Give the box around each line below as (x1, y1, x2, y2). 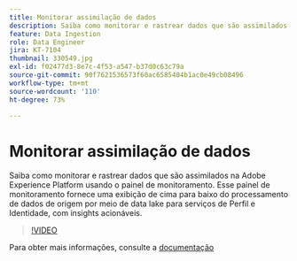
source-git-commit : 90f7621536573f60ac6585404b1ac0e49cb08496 (9, 71, 244, 80)
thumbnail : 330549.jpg (9, 54, 93, 63)
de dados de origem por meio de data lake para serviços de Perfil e (9, 198, 255, 209)
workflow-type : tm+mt (9, 79, 90, 88)
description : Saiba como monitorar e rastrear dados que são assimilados (9, 21, 288, 30)
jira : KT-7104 (9, 46, 62, 55)
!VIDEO (30, 225, 58, 235)
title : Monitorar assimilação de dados (9, 12, 157, 22)
